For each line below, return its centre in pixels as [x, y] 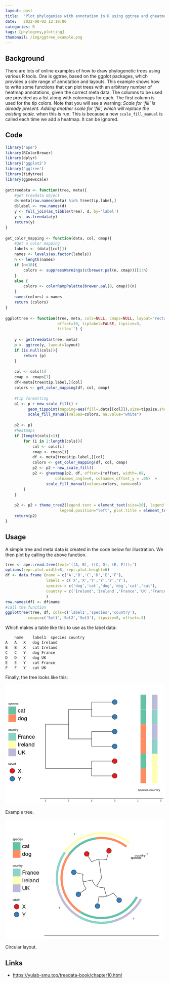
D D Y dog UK [26, 658]
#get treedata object [37, 195]
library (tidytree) [25, 174]
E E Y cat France [30, 663]
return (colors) [32, 302]
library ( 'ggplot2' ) [26, 164]
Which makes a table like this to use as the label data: [61, 627]
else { [21, 281]
